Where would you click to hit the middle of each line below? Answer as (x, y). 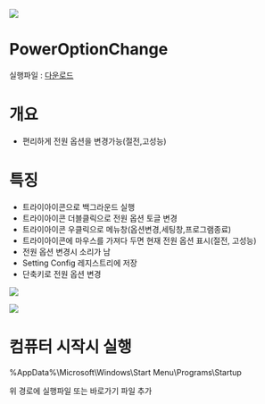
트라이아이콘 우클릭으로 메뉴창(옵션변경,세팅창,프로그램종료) (127, 229)
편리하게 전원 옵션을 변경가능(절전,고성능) (94, 141)
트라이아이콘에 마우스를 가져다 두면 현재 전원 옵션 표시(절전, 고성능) (139, 240)
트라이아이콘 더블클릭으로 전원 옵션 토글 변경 (100, 218)
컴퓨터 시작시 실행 (70, 347)
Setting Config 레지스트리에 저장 (80, 263)
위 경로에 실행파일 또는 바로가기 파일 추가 (81, 391)
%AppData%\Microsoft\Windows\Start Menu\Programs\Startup (126, 372)
